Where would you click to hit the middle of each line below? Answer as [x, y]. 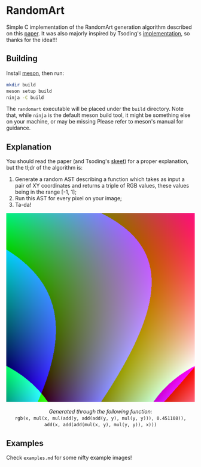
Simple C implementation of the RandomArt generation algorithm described [99, 27]
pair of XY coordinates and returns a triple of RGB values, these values [102, 186]
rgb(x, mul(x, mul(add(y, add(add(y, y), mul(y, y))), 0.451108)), [100, 418]
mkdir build [21, 85]
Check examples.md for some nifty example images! [69, 457]
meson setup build [29, 91]
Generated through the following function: [100, 412]
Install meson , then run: [35, 73]
